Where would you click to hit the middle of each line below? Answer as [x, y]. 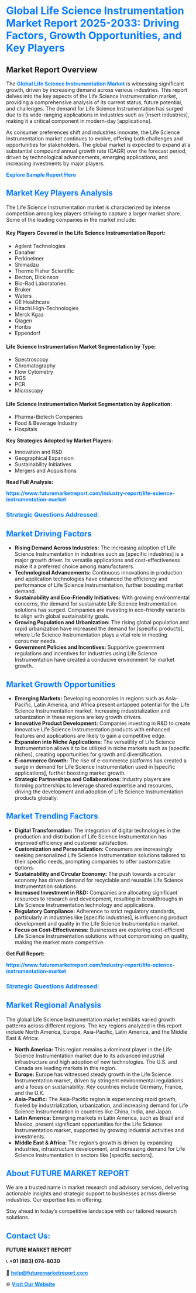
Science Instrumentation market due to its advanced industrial [90, 1055]
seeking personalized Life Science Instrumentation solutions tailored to [100, 855]
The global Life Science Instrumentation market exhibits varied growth [91, 1019]
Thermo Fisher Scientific [44, 271]
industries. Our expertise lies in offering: [54, 1200]
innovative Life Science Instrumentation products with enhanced [92, 729]
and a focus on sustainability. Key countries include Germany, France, [99, 1086]
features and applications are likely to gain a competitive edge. [90, 735]
